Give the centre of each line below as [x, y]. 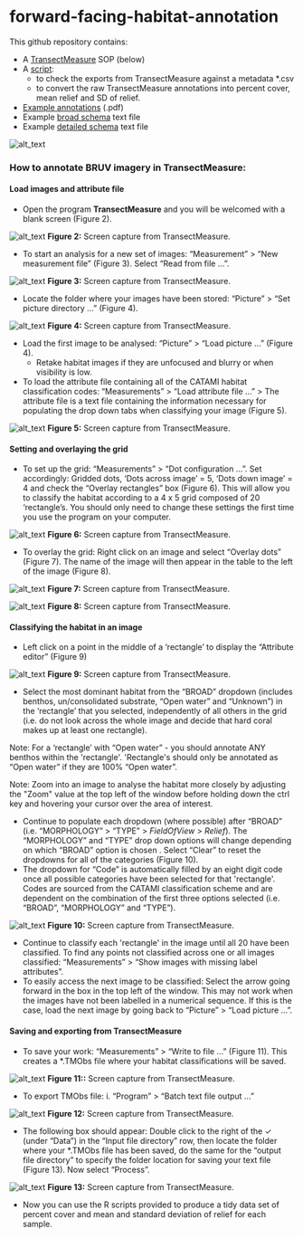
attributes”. [43, 972]
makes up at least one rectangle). [85, 730]
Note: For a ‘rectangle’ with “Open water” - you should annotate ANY [138, 748]
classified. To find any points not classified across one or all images [148, 953]
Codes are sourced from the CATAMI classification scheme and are [147, 889]
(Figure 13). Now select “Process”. [86, 1169]
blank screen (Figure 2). [67, 219]
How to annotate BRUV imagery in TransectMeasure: [128, 167]
